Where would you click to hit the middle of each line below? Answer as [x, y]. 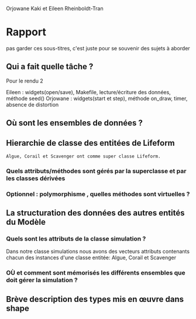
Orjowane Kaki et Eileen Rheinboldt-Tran [55, 8]
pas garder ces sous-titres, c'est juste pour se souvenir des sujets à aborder [98, 48]
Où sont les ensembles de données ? [75, 123]
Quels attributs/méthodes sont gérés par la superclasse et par [96, 171]
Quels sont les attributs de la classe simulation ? [76, 239]
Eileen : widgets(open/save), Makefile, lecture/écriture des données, [88, 92]
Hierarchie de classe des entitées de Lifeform [90, 143]
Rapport [26, 32]
